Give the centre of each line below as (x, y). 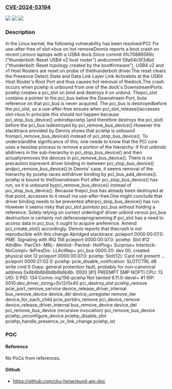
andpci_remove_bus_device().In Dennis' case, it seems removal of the (79, 169)
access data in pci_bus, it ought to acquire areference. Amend (71, 223)
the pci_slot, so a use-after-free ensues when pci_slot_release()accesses (83, 109)
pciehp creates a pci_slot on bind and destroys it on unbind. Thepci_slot (81, 92)
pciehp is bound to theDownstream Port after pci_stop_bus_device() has (82, 179)
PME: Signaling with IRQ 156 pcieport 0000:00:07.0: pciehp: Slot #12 (78, 239)
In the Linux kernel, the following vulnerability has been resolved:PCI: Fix (82, 43)
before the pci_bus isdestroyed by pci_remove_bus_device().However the (83, 125)
